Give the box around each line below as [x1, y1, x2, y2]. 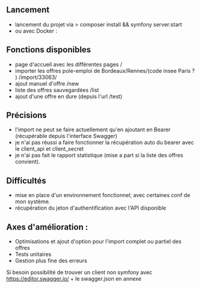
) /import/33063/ [14, 74, 57, 81]
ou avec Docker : [14, 27, 58, 34]
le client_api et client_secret [14, 145, 84, 152]
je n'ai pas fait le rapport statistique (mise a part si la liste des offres [14, 152, 184, 159]
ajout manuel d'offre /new [14, 80, 79, 87]
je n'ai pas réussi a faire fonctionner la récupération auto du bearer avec [14, 139, 194, 146]
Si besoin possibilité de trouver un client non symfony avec [6, 269, 152, 276]
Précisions [6, 110, 47, 121]
